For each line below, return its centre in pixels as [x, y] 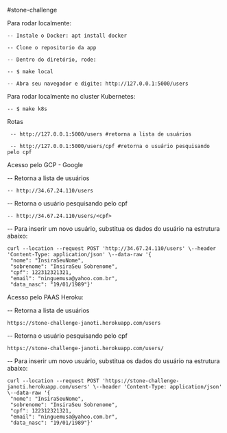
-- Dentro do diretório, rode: [52, 60]
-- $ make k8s [27, 109]
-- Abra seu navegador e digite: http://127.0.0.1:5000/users [98, 84]
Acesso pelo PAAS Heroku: [45, 297]
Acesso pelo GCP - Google [45, 165]
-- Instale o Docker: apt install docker [67, 36]
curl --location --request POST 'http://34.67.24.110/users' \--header [111, 249]
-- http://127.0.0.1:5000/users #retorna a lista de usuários [101, 134]
